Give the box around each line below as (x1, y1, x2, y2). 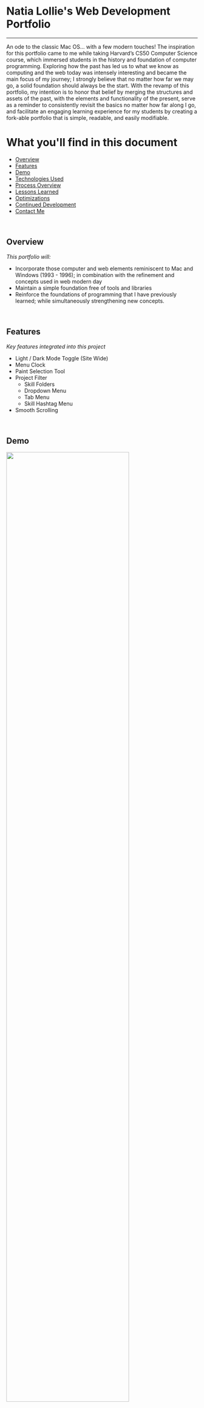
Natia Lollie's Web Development (6, 4, 171, 18)
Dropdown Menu (24, 387, 67, 394)
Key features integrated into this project (6, 343, 106, 350)
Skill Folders (24, 380, 55, 388)
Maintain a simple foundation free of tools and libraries (15, 284, 152, 292)
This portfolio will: (6, 253, 51, 260)
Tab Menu (24, 393, 50, 401)
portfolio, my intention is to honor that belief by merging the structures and (6, 88, 193, 96)
